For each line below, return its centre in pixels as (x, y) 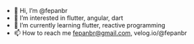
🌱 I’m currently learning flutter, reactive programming (89, 25)
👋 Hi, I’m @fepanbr (41, 11)
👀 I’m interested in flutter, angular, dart (68, 18)
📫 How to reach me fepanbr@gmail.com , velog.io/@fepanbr (100, 33)
